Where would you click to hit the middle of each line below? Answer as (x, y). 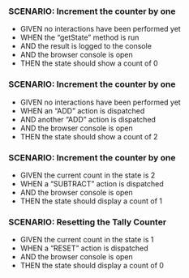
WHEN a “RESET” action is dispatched (84, 248)
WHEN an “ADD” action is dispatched (82, 110)
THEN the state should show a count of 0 (89, 63)
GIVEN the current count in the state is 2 (88, 175)
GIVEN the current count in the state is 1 (87, 240)
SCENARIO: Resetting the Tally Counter (88, 222)
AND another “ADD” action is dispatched (88, 119)
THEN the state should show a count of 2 (89, 136)
